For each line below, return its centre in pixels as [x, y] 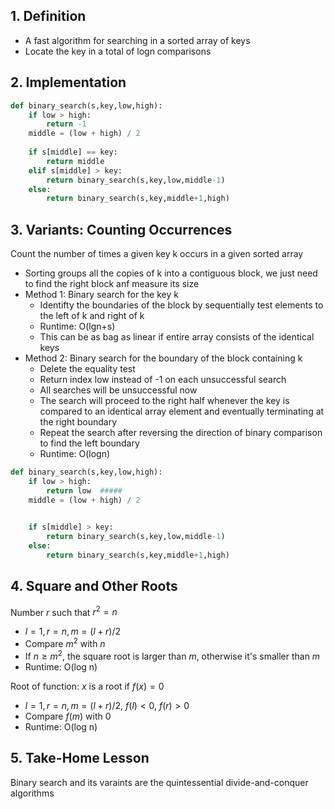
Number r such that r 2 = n [64, 611]
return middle [75, 161]
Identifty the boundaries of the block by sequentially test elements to [181, 305]
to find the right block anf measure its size [112, 284]
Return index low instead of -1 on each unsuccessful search [163, 380]
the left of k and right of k [92, 316]
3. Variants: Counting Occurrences [121, 229]
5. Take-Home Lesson [80, 758]
